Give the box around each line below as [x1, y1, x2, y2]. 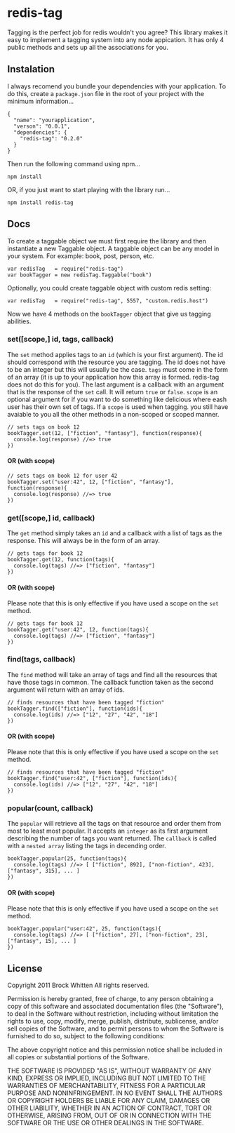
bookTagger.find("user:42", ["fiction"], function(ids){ [7, 775, 177, 782]
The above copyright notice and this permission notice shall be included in [7, 1045, 222, 1054]
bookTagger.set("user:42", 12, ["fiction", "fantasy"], [7, 478, 174, 485]
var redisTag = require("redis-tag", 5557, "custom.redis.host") [7, 297, 209, 304]
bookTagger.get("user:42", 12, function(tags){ [7, 626, 149, 633]
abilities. [7, 317, 32, 326]
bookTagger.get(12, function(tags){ [7, 556, 114, 563]
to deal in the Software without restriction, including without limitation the [7, 1010, 219, 1018]
